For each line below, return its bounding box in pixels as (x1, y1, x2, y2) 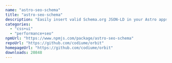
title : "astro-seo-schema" (5, 12, 63, 17)
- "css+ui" (10, 26, 33, 31)
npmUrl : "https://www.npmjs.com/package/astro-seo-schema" (5, 36, 134, 41)
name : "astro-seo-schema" (5, 7, 60, 13)
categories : (5, 21, 31, 27)
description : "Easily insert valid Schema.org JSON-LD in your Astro (5, 17, 157, 22)
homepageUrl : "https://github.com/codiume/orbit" (5, 45, 114, 50)
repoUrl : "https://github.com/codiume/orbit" (5, 41, 104, 46)
